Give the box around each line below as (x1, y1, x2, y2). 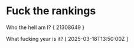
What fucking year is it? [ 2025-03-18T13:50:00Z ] (6, 35, 129, 42)
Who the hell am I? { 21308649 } (6, 24, 85, 31)
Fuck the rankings (6, 4, 96, 18)
